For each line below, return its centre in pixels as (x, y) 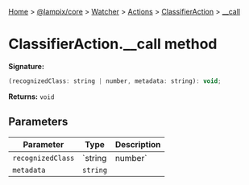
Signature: (26, 66)
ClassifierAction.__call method (113, 44)
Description (138, 144)
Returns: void (31, 97)
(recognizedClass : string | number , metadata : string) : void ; (115, 81)
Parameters (38, 122)
